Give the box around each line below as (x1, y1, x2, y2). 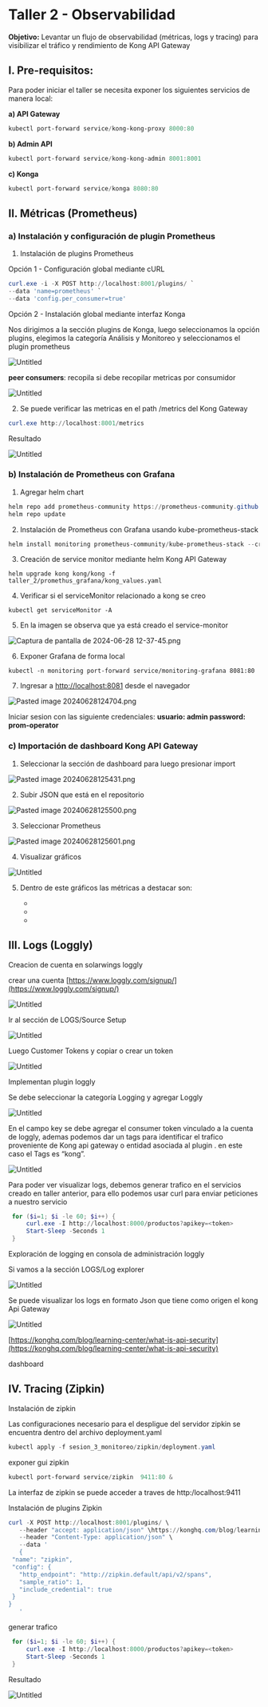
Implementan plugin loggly (8, 1076, 96, 1086)
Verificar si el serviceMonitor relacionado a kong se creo (19, 591, 206, 601)
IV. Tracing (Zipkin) (8, 1382, 105, 1396)
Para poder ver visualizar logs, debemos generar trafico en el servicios (8, 1180, 242, 1189)
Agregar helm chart (19, 487, 85, 497)
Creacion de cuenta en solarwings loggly (8, 960, 144, 969)
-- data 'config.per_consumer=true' (8, 295, 127, 303)
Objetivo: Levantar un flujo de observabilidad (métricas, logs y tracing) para (8, 32, 259, 42)
